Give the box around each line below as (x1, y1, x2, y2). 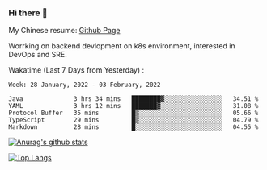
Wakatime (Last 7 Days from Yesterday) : (8, 65, 145, 75)
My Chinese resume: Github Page (8, 26, 121, 35)
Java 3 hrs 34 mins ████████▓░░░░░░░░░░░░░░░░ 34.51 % (8, 95, 259, 103)
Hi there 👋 (8, 7, 49, 19)
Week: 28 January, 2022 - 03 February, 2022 (8, 81, 161, 89)
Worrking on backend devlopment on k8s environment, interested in (8, 41, 236, 51)
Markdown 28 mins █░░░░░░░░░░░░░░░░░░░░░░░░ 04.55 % (8, 123, 259, 131)
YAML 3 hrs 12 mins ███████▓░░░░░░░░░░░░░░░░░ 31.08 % (8, 102, 259, 110)
